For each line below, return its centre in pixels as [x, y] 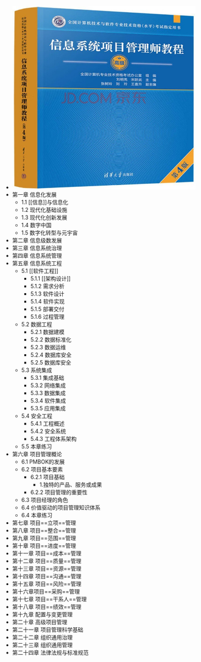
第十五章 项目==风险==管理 [47, 584]
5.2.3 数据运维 [48, 347]
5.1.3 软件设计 [48, 294]
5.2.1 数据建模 [48, 332]
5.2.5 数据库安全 [51, 363]
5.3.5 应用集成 [48, 409]
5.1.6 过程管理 [48, 317]
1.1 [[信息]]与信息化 [45, 202]
